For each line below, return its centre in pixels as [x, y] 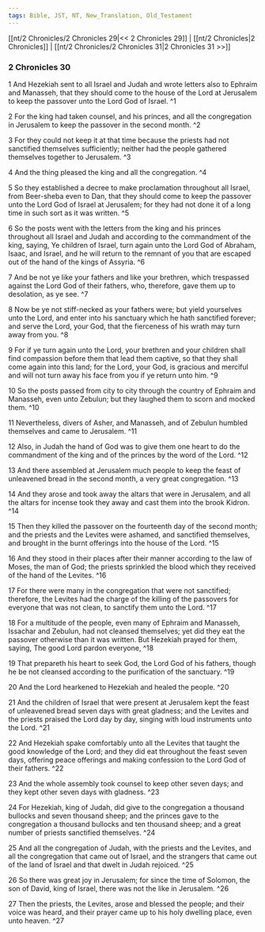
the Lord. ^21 [29, 727]
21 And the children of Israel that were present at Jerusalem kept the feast [129, 702]
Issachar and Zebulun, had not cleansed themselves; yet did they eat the [127, 631]
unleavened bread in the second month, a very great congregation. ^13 [123, 478]
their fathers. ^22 [36, 768]
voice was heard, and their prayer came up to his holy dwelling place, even [130, 912]
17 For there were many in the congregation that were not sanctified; [119, 590]
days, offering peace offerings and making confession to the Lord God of [127, 759]
